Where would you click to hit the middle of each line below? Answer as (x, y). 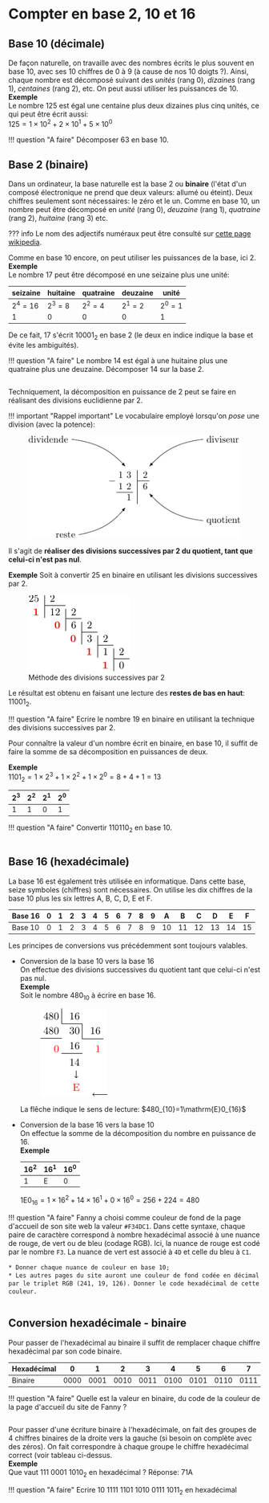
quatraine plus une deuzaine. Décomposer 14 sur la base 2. (106, 370)
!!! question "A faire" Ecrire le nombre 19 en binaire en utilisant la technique (131, 719)
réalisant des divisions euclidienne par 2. (76, 400)
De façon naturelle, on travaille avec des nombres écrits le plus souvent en (131, 63)
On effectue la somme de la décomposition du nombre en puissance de (138, 1133)
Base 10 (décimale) (57, 44)
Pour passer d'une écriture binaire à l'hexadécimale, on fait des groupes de (132, 1429)
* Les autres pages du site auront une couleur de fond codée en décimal (134, 1275)
